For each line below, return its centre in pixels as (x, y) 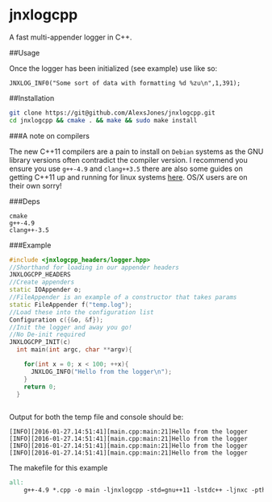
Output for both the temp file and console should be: (96, 417)
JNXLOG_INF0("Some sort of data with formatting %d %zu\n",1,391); (125, 83)
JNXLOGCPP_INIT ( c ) (40, 342)
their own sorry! (36, 185)
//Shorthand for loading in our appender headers (94, 268)
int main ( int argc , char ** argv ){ (74, 350)
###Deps (25, 201)
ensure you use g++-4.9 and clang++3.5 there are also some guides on (126, 168)
